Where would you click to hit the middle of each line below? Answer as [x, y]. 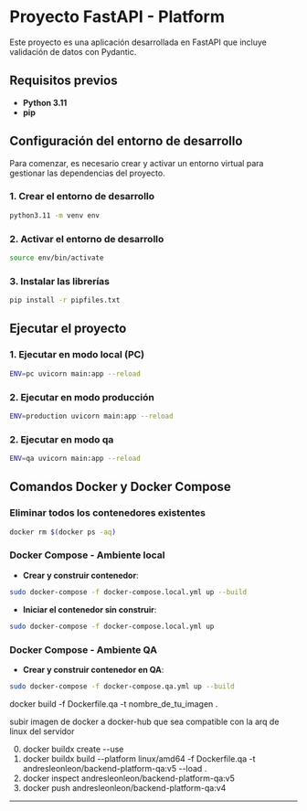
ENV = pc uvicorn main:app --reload [75, 373]
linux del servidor [42, 731]
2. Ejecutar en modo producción [82, 397]
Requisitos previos [64, 81]
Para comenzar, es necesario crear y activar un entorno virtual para [137, 163]
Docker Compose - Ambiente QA [84, 649]
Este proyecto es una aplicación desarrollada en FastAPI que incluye [138, 42]
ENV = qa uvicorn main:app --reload [75, 459]
